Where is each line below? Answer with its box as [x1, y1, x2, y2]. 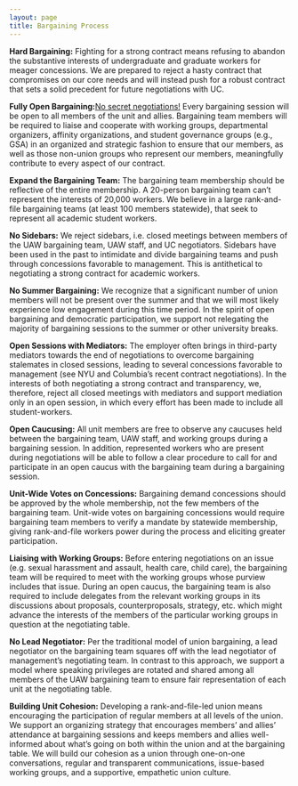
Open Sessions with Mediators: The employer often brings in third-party [9, 340, 278, 351]
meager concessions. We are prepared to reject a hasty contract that [9, 64, 262, 76]
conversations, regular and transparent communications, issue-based [9, 758, 265, 768]
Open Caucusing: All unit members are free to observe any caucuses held [9, 424, 283, 434]
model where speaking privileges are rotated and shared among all [9, 664, 254, 675]
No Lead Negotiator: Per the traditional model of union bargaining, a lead [9, 636, 278, 646]
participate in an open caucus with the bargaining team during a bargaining [9, 461, 285, 472]
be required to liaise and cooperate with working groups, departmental [9, 119, 269, 130]
